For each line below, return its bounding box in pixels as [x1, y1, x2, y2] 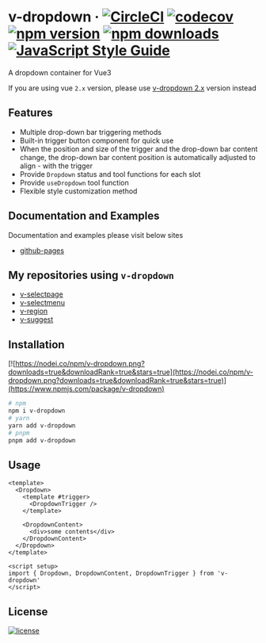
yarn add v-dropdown [8, 421, 77, 430]
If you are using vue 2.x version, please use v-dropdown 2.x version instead [8, 83, 256, 93]
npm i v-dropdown [8, 407, 66, 415]
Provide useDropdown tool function [19, 178, 129, 187]
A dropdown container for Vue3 [8, 67, 112, 77]
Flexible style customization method [19, 186, 138, 196]
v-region [19, 306, 48, 316]
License [8, 605, 48, 618]
